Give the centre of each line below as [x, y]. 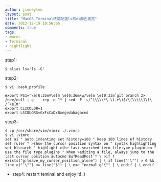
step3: [11, 122]
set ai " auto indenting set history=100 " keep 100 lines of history [79, 139]
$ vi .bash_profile [25, 87]
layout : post [18, 14]
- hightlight [18, 46]
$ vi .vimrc [17, 135]
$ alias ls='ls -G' [25, 69]
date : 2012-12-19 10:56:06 [33, 23]
